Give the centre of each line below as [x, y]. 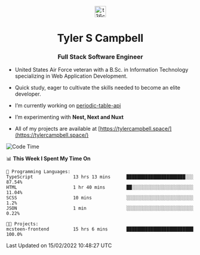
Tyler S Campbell [100, 38]
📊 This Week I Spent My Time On [48, 159]
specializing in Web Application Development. [71, 76]
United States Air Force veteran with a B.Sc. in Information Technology [101, 70]
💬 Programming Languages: [38, 172]
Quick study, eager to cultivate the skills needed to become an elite [98, 88]
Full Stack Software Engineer [100, 57]
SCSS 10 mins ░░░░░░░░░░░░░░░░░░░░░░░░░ [100, 198]
